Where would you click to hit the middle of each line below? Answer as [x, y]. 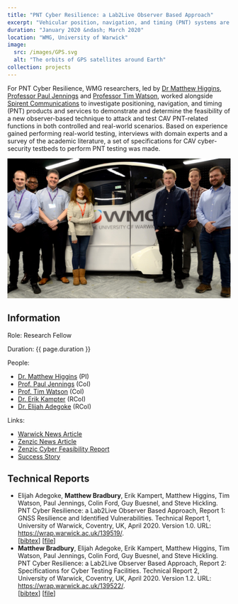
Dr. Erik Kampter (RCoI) [52, 399]
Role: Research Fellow [40, 335]
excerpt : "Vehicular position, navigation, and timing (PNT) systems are [119, 22]
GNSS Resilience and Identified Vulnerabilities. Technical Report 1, [114, 518]
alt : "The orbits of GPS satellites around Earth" [90, 60]
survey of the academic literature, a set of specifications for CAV [102, 141]
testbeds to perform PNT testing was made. [97, 148]
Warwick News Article [50, 434]
